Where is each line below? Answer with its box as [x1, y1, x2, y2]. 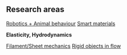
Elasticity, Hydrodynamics [6, 31, 72, 38]
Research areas [6, 5, 65, 14]
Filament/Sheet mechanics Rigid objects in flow [6, 42, 121, 49]
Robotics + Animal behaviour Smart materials [6, 20, 116, 27]
